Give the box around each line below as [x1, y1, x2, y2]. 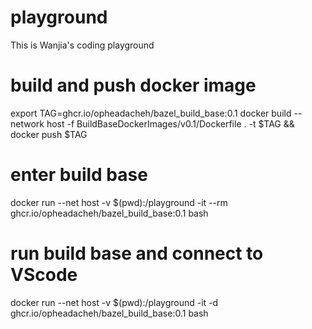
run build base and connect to [10, 242, 264, 265]
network [10, 117, 45, 130]
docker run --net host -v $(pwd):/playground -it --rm [10, 196, 228, 208]
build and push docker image [10, 74, 257, 97]
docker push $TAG [10, 128, 88, 140]
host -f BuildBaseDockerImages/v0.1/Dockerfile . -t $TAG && [46, 117, 295, 130]
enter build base [10, 164, 148, 186]
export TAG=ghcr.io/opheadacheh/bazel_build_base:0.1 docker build [10, 107, 292, 119]
